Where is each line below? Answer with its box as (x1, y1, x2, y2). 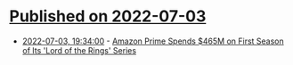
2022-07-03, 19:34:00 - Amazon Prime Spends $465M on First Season (21, 36, 285, 46)
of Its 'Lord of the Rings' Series (21, 45, 136, 55)
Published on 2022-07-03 (9, 6, 207, 27)
